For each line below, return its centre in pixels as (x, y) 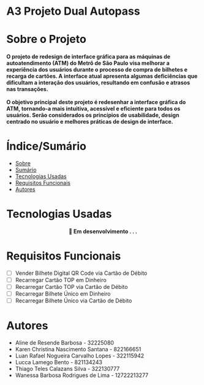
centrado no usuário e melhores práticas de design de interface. (90, 121)
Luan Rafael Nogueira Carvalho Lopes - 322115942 (80, 356)
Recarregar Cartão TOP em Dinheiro (61, 280)
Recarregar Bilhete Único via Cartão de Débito (74, 301)
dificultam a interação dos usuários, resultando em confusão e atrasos (98, 82)
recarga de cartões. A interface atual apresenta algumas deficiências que (102, 76)
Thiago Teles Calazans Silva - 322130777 (67, 368)
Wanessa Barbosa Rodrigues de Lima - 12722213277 (82, 375)
